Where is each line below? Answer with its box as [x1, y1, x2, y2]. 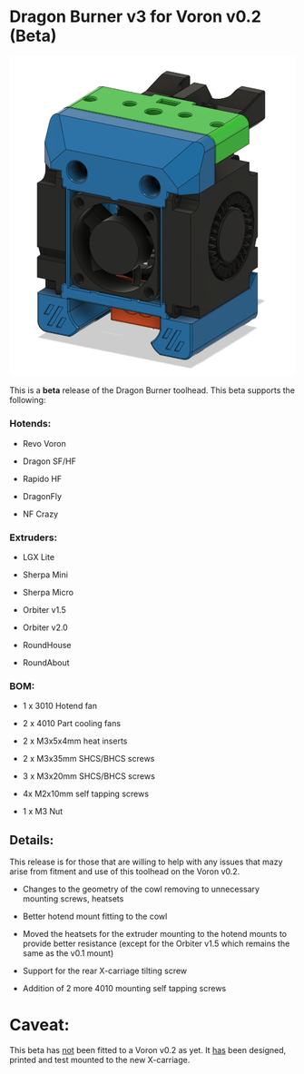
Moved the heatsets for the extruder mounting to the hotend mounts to [22, 929, 288, 940]
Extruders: [9, 531, 57, 544]
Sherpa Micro [22, 586, 74, 597]
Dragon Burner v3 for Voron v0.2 [9, 6, 261, 27]
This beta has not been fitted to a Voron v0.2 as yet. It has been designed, [9, 1045, 287, 1055]
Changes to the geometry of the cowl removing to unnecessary [22, 883, 260, 895]
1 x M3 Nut [22, 806, 64, 817]
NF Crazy [22, 508, 59, 519]
